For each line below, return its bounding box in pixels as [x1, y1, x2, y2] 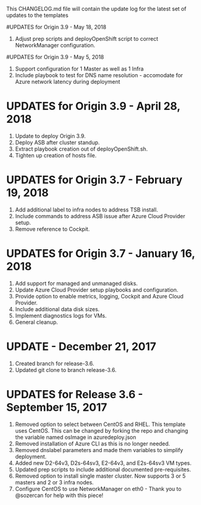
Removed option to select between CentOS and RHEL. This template [15, 421, 186, 428]
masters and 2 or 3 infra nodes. [15, 478, 94, 486]
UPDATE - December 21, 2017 [6, 340, 156, 353]
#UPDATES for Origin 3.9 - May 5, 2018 [6, 53, 104, 60]
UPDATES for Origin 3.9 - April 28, [6, 100, 180, 113]
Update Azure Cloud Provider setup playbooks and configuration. [15, 286, 179, 294]
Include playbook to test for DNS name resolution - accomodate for [15, 72, 183, 78]
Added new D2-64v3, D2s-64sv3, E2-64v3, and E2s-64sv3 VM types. [15, 459, 192, 467]
